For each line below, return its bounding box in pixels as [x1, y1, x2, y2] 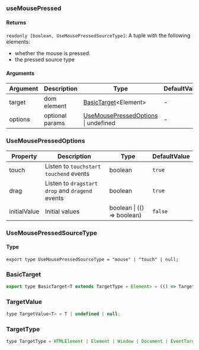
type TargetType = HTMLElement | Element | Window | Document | [6, 339, 168, 345]
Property [11, 152, 37, 160]
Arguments [6, 69, 35, 76]
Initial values [45, 207, 80, 216]
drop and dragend [45, 187, 92, 195]
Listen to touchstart [45, 162, 101, 170]
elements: [6, 38, 31, 46]
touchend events [45, 169, 90, 178]
